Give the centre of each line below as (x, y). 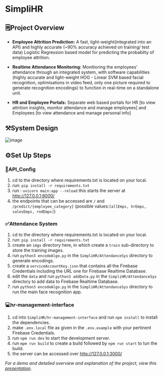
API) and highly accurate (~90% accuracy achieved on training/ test (81, 47)
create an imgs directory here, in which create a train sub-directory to (83, 245)
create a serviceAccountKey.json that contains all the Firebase (75, 266)
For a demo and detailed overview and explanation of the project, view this (81, 363)
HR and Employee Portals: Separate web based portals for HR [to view (84, 102)
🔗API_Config (20, 169)
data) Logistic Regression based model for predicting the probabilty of (83, 52)
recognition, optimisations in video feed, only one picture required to (81, 82)
